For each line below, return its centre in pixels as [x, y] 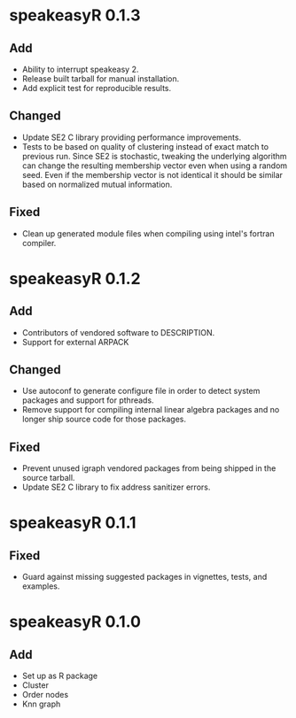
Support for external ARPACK [75, 342]
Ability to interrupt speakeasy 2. [80, 69]
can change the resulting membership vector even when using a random [155, 166]
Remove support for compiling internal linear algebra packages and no [151, 410]
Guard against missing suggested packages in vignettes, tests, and [144, 577]
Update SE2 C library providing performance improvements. [132, 137]
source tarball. [48, 478]
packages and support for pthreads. [88, 400]
